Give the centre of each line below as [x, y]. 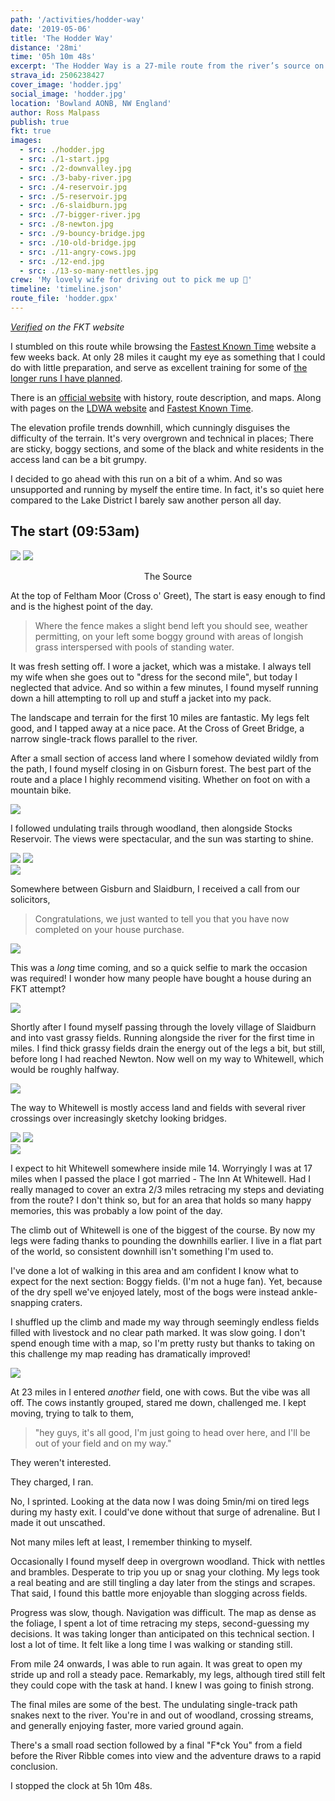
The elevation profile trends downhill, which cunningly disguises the [150, 427]
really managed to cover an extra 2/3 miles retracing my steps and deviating [167, 1189]
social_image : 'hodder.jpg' [69, 94]
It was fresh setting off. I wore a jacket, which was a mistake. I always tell [161, 666]
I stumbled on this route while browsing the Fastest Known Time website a [163, 346]
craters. [66, 1302]
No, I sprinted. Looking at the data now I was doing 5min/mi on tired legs [160, 1501]
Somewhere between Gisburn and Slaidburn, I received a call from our [155, 888]
